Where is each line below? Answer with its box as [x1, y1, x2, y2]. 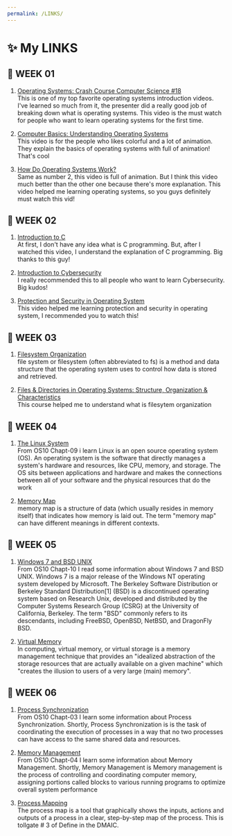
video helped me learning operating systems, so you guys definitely [17, 187, 211, 195]
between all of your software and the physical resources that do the [17, 476, 211, 485]
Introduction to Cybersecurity [17, 269, 102, 277]
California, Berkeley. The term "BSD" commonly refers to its [17, 609, 188, 617]
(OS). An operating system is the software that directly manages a [17, 454, 206, 462]
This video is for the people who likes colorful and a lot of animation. [17, 137, 213, 145]
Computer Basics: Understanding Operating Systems [17, 129, 168, 137]
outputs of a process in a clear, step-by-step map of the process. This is [17, 813, 224, 821]
